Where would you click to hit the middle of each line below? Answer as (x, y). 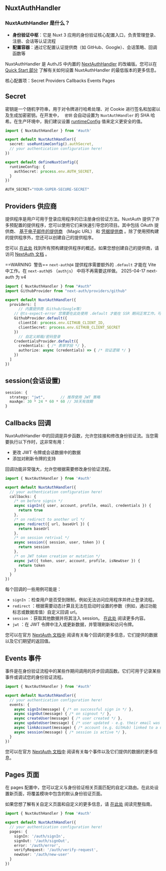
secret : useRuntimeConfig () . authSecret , (52, 144)
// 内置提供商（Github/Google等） (51, 309)
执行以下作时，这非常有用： (37, 442)
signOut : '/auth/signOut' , (42, 841)
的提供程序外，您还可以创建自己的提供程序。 (51, 237)
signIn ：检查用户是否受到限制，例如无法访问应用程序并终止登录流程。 (84, 600)
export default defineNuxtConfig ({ (42, 162)
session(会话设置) (33, 381)
